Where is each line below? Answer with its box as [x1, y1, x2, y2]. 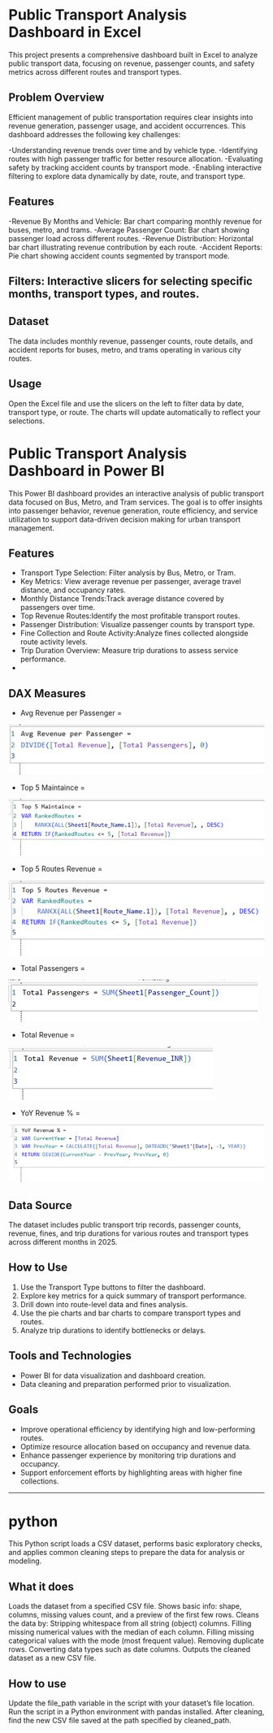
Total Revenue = [19, 1030, 76, 1040]
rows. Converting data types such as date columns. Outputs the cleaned [8, 1644, 251, 1654]
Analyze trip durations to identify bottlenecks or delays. [19, 1325, 206, 1335]
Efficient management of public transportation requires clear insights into [8, 112, 253, 122]
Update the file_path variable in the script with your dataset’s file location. [8, 1698, 255, 1708]
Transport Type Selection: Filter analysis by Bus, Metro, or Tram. [19, 568, 236, 578]
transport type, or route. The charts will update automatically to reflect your [8, 407, 262, 417]
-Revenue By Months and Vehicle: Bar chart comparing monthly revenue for [8, 216, 262, 226]
